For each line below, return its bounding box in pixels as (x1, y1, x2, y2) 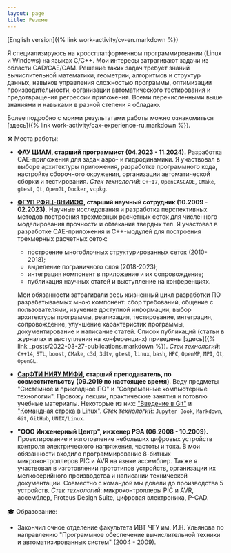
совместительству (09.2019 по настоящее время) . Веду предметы (17, 377, 219, 385)
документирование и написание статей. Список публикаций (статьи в (17, 327, 225, 336)
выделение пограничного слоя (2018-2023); (27, 262, 158, 271)
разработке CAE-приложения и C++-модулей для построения (17, 227, 201, 235)
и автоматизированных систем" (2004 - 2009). (17, 538, 157, 546)
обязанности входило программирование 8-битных (17, 449, 171, 458)
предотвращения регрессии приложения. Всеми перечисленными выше (7, 93, 223, 101)
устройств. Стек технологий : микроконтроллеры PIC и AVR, (17, 486, 194, 494)
